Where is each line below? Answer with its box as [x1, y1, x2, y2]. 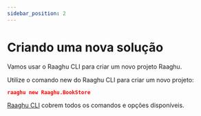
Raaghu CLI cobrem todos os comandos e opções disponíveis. [7, 101, 184, 110]
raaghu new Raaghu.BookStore [7, 89, 91, 96]
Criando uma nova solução [7, 39, 164, 55]
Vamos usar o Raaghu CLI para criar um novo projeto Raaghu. [7, 62, 182, 71]
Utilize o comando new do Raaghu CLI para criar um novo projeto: [7, 76, 194, 84]
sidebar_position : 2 [7, 10, 67, 17]
